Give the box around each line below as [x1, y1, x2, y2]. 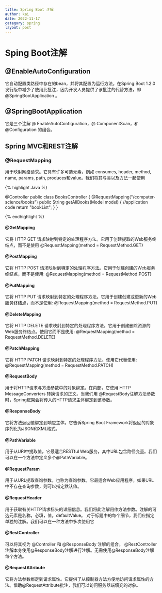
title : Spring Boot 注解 [5, 7, 54, 12]
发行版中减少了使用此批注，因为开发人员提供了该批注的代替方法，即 [5, 87, 141, 93]
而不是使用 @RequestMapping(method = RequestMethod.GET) [17, 242, 143, 248]
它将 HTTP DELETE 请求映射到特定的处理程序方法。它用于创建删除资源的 [5, 323, 151, 329]
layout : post [5, 25, 32, 30]
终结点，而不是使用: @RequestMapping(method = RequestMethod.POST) [5, 271, 152, 277]
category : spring [5, 20, 40, 26]
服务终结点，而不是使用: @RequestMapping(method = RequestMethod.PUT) [5, 300, 158, 306]
